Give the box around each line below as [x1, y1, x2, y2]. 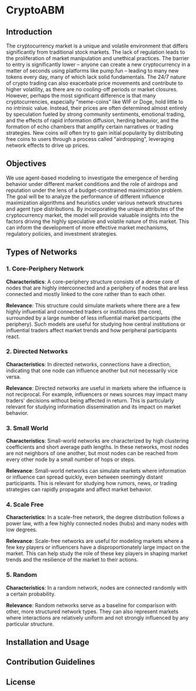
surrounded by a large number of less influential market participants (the [6, 314, 181, 321]
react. [6, 333, 20, 340]
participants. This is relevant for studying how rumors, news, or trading [6, 480, 177, 487]
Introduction [6, 27, 53, 37]
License [6, 677, 36, 687]
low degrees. [6, 526, 38, 533]
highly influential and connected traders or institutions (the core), [6, 308, 163, 315]
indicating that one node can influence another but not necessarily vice [6, 367, 178, 374]
